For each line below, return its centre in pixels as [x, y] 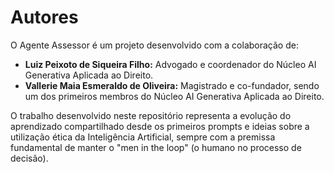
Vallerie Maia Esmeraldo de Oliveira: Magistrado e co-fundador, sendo [172, 85]
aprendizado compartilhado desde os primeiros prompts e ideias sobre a [160, 126]
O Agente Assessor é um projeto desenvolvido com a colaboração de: [154, 45]
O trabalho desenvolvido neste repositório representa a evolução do [151, 115]
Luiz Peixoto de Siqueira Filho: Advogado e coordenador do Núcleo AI [170, 64]
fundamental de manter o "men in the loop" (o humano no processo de [156, 147]
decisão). [29, 158]
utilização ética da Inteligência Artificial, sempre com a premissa [143, 137]
